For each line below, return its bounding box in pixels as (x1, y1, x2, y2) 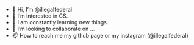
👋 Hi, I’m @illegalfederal (12, 6, 72, 13)
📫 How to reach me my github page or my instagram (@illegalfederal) (12, 32, 189, 39)
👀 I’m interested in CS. (12, 12, 68, 19)
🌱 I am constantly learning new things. (12, 19, 109, 26)
